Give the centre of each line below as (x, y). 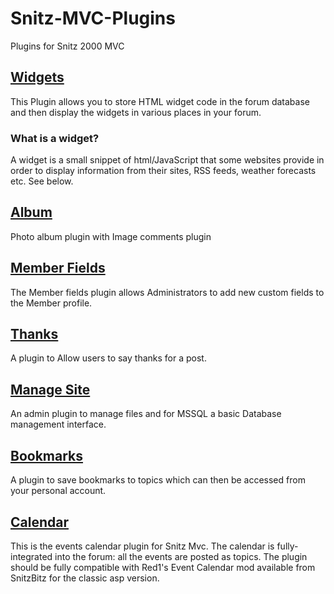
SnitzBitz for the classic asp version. (85, 578)
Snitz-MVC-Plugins (93, 18)
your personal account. (58, 491)
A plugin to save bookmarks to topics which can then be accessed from (158, 480)
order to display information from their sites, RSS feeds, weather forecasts (163, 171)
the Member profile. (51, 303)
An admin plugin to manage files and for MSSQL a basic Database (146, 414)
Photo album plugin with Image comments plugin (111, 236)
